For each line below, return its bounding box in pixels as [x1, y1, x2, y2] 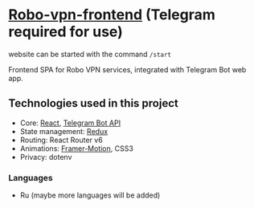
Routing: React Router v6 [19, 135, 103, 145]
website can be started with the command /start [8, 49, 171, 59]
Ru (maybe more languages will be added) [19, 190, 161, 200]
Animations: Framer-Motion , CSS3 [19, 143, 134, 153]
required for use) [8, 22, 123, 41]
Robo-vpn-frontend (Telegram [8, 6, 215, 24]
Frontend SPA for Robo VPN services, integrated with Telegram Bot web [8, 64, 247, 74]
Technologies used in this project [8, 96, 178, 110]
